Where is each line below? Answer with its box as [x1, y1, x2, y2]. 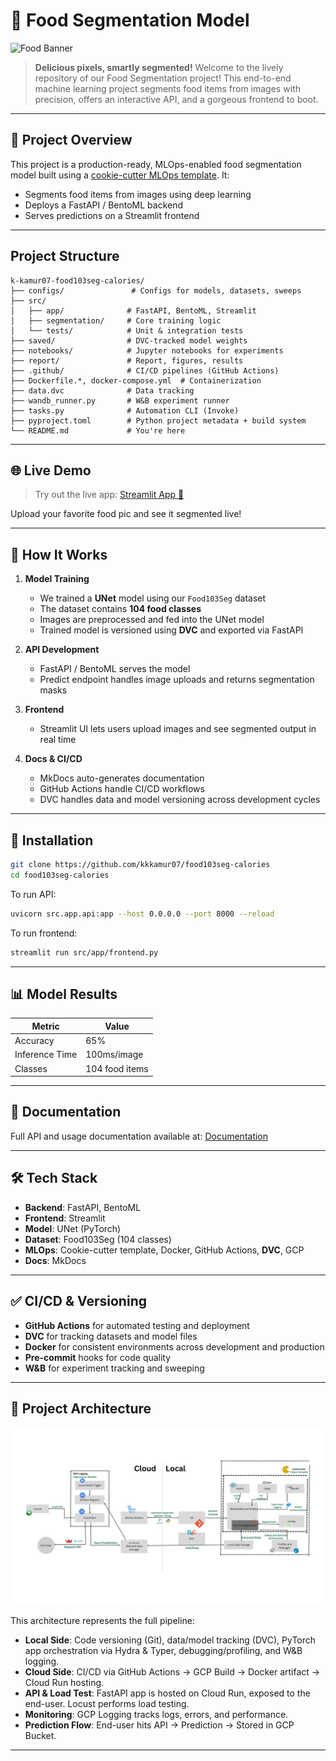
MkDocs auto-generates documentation [39, 772, 205, 784]
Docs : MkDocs [24, 1254, 87, 1266]
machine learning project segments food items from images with [34, 82, 301, 94]
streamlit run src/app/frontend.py [10, 947, 159, 958]
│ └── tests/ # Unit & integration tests [10, 325, 244, 336]
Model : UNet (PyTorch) [24, 1222, 122, 1234]
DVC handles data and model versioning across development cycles [39, 794, 321, 806]
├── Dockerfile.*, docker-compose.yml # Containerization [10, 375, 262, 386]
